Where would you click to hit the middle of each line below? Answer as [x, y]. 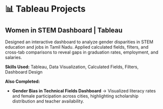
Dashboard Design [24, 72]
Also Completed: [23, 81]
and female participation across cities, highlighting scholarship [75, 96]
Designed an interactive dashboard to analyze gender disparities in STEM [79, 42]
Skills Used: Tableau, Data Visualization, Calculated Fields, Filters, [72, 67]
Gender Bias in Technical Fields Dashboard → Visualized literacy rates [84, 91]
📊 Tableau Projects [45, 9]
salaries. [13, 57]
